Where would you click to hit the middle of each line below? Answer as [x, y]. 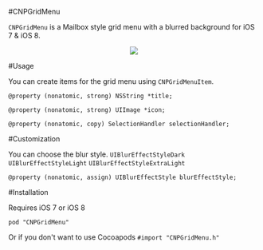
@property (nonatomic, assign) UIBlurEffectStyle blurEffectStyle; [123, 177]
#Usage [21, 66]
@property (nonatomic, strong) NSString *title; [90, 96]
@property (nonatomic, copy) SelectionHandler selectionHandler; [119, 124]
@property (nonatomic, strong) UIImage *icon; [87, 110]
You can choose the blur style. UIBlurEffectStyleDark [97, 154]
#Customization [34, 139]
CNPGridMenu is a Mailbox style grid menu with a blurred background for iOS [131, 27]
